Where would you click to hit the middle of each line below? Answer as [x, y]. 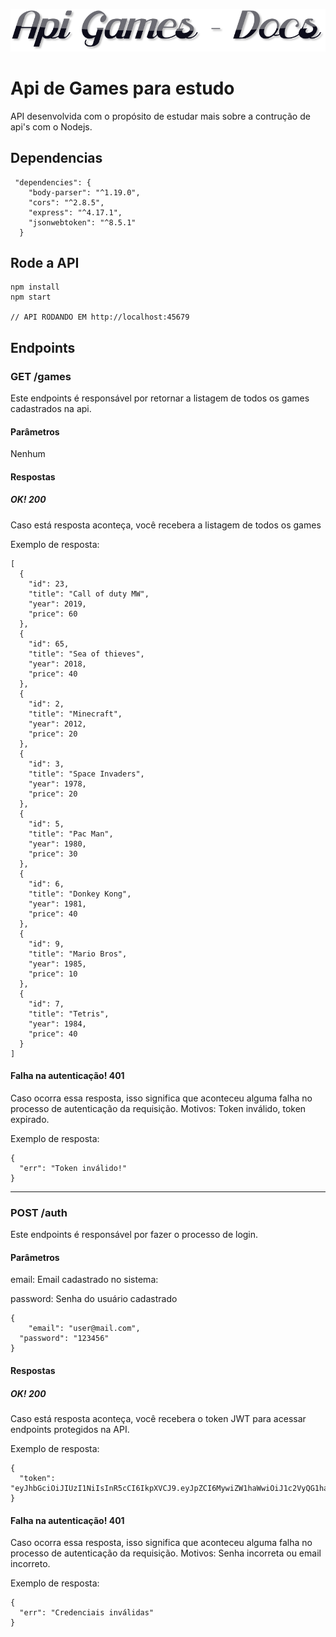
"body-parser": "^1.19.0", [84, 192]
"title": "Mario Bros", [78, 954]
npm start [31, 297]
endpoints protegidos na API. [70, 1430]
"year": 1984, [57, 1024]
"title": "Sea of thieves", [86, 654]
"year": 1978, [57, 784]
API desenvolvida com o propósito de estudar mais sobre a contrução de [160, 116]
